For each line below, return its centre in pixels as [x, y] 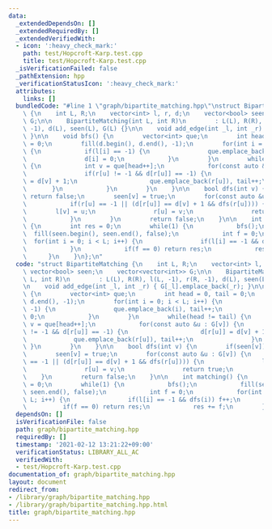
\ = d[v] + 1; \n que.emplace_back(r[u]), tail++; [143, 182]
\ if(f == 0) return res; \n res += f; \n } [144, 407]
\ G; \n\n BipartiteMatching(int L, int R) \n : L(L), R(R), [143, 121]
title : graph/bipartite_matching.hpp [72, 512]
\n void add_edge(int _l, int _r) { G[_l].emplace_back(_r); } [137, 287]
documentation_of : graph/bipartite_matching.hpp [92, 475]
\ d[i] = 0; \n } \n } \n [121, 159]
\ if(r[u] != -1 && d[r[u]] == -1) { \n [117, 174]
